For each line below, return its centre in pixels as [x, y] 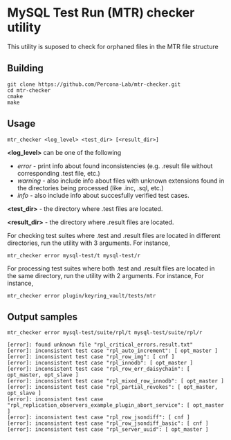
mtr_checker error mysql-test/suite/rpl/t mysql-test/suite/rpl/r [105, 333]
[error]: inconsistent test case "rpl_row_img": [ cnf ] [91, 357]
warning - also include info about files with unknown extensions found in [121, 181]
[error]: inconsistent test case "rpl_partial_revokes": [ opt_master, [112, 387]
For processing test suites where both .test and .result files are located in [111, 268]
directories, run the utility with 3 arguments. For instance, [89, 243]
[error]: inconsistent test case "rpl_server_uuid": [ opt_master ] [108, 430]
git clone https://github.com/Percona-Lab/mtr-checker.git [94, 84]
